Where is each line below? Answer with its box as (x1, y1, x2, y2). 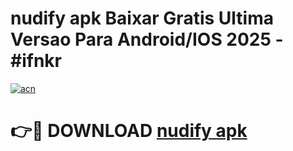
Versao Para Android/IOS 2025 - (10, 28, 284, 51)
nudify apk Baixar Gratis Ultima (10, 7, 274, 30)
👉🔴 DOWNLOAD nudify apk (10, 120, 248, 142)
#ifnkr (10, 50, 62, 72)
